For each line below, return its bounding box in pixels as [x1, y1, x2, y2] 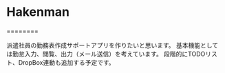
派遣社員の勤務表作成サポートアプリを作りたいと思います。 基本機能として [6, 41, 219, 49]
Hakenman [6, 4, 70, 20]
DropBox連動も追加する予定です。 [18, 58, 115, 66]
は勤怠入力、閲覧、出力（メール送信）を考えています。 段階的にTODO [6, 50, 206, 58]
